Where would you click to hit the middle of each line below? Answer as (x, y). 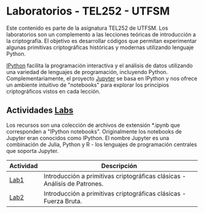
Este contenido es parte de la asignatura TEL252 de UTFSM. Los (87, 28)
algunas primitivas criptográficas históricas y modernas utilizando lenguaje (100, 47)
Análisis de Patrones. (73, 183)
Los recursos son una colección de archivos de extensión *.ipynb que (93, 125)
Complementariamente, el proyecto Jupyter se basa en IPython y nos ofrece (102, 78)
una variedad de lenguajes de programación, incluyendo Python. (87, 72)
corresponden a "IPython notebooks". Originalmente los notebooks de (94, 131)
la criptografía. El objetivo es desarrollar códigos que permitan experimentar (102, 41)
